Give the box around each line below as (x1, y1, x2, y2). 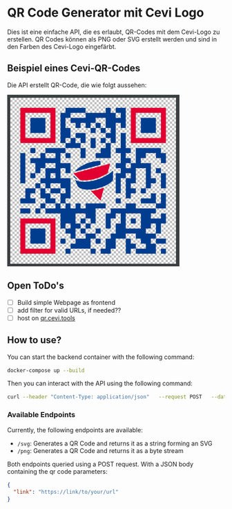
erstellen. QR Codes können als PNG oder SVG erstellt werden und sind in (7, 35, 217, 43)
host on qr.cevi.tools (17, 313, 76, 322)
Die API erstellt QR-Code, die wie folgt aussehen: (7, 81, 147, 89)
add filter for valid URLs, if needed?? (17, 306, 122, 314)
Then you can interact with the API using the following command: (7, 379, 193, 388)
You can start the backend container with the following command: (7, 353, 195, 361)
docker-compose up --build (7, 367, 85, 374)
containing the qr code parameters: (7, 467, 108, 475)
